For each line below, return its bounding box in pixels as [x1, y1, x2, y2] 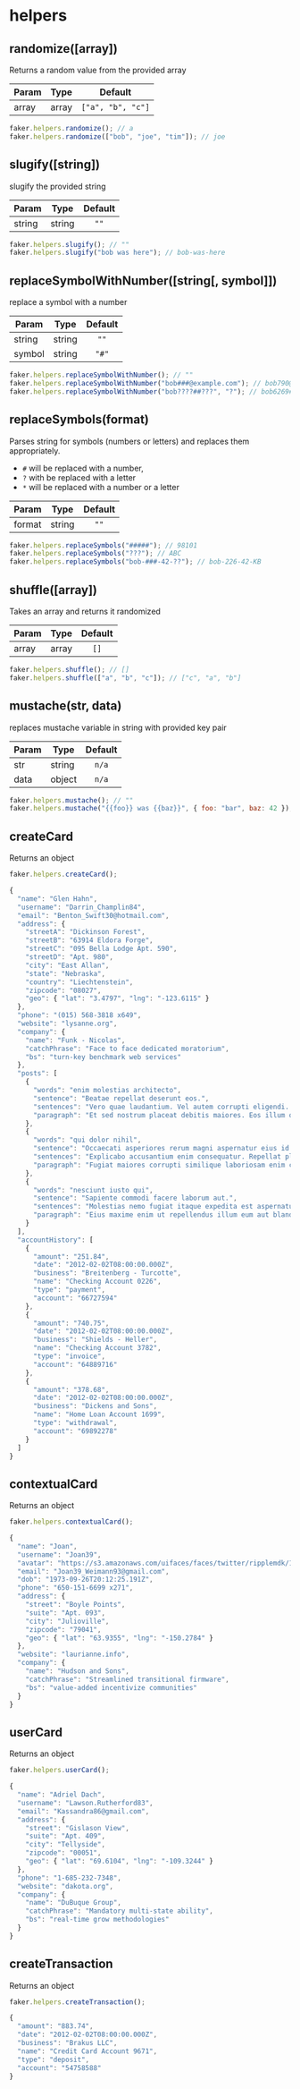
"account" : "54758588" [17, 2063, 102, 2072]
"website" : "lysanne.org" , [17, 1019, 118, 1028]
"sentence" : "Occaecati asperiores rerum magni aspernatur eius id [32, 1144, 290, 1153]
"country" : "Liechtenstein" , [25, 977, 134, 987]
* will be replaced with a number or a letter [21, 481, 180, 492]
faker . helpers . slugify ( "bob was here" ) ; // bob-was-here [9, 248, 226, 258]
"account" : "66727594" [32, 1294, 118, 1303]
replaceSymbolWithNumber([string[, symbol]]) [9, 273, 278, 288]
